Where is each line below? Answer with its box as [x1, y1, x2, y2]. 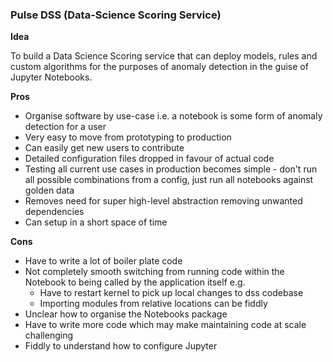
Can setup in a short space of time [24, 216, 168, 228]
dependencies [24, 206, 85, 218]
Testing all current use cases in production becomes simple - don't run [24, 163, 318, 175]
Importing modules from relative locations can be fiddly [39, 298, 268, 310]
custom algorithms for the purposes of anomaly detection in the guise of [10, 61, 309, 73]
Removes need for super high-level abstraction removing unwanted [24, 195, 303, 207]
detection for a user [24, 121, 107, 133]
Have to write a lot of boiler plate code [24, 255, 183, 267]
